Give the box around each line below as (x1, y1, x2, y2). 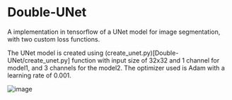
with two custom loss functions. (7, 35, 100, 43)
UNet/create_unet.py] (7, 56, 71, 64)
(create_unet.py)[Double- (105, 49, 179, 57)
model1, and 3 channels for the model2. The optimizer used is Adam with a (7, 63, 225, 72)
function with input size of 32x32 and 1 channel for (71, 56, 220, 64)
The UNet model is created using (7, 49, 104, 57)
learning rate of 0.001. (7, 71, 72, 80)
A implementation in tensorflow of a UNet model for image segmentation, (7, 27, 221, 36)
